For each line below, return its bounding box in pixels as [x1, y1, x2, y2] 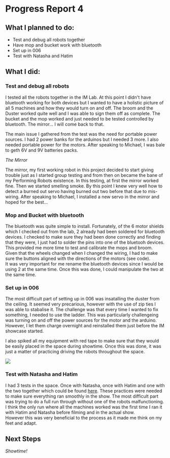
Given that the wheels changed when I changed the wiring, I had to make [5, 250, 158, 256]
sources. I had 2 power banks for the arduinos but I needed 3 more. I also [5, 136, 159, 142]
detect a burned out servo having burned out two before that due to [5, 188, 147, 194]
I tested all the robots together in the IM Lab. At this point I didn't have [5, 94, 151, 100]
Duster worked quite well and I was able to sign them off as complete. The [5, 110, 161, 117]
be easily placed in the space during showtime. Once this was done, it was [5, 343, 161, 350]
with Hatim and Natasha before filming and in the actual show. [5, 409, 135, 415]
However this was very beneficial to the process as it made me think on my [5, 414, 162, 421]
